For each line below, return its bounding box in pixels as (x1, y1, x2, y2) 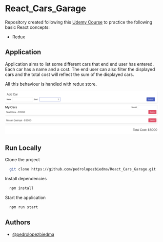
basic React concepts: (5, 24, 50, 30)
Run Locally (5, 144, 41, 152)
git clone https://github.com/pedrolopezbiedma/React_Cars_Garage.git (9, 167, 156, 172)
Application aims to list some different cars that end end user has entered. (5, 61, 154, 67)
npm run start (9, 205, 38, 210)
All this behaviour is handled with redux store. (5, 81, 97, 87)
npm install (9, 186, 34, 191)
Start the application (5, 194, 46, 201)
